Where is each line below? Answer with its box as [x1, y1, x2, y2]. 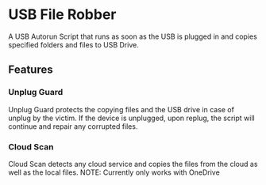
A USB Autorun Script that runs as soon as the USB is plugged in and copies [8, 32, 258, 41]
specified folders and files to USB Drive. [8, 40, 139, 49]
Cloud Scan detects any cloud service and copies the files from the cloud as [8, 159, 258, 168]
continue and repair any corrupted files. [8, 121, 138, 131]
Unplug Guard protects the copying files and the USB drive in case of [8, 104, 234, 114]
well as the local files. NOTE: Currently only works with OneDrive [8, 168, 220, 177]
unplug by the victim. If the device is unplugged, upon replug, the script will [8, 113, 256, 123]
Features [8, 63, 53, 77]
